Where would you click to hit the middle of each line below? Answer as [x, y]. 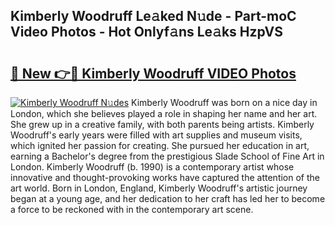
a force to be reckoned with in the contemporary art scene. [132, 209]
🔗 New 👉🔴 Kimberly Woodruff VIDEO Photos [153, 73]
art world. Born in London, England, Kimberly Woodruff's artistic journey [159, 188]
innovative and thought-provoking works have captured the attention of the [165, 177]
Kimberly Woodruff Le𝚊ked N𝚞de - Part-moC [153, 16]
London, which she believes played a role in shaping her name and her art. [164, 113]
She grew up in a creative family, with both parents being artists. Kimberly [162, 124]
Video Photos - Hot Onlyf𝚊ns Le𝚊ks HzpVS [146, 32]
